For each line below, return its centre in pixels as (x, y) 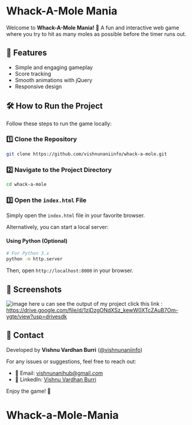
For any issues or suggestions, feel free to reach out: (71, 361)
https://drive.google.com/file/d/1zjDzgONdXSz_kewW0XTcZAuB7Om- (92, 310)
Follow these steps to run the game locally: (59, 123)
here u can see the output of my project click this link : (96, 303)
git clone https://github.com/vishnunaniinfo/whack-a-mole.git (87, 154)
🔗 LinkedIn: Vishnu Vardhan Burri (56, 379)
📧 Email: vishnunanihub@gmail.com (59, 373)
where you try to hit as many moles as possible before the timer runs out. (96, 34)
